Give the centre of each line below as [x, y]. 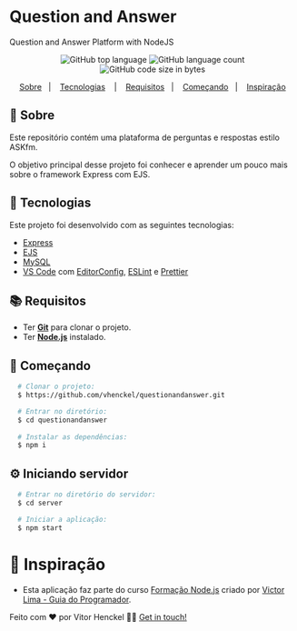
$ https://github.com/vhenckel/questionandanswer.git [121, 396]
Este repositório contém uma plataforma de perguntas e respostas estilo [144, 137]
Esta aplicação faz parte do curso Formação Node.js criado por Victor [153, 589]
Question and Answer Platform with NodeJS [92, 42]
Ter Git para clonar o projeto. [77, 327]
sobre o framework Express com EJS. [80, 174]
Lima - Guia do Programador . [77, 599]
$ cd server [40, 503]
